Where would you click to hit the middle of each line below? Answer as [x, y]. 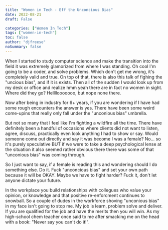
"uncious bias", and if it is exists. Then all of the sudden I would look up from [84, 82]
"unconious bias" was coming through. [45, 154]
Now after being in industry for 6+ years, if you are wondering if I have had [82, 102]
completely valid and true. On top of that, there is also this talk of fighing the [84, 77]
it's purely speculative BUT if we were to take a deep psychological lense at [83, 144]
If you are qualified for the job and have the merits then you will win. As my [82, 211]
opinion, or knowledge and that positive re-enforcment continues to [75, 195]
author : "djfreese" [26, 42]
